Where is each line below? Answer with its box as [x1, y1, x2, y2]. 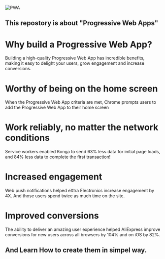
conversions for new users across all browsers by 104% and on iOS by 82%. [5, 232, 161, 238]
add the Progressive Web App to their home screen [5, 104, 109, 111]
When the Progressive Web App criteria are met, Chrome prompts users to [5, 99, 157, 105]
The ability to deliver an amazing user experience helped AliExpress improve [5, 226, 161, 232]
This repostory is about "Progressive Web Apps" [5, 19, 159, 27]
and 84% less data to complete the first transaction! [5, 154, 111, 160]
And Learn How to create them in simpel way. [5, 246, 147, 255]
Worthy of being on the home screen [5, 83, 158, 94]
